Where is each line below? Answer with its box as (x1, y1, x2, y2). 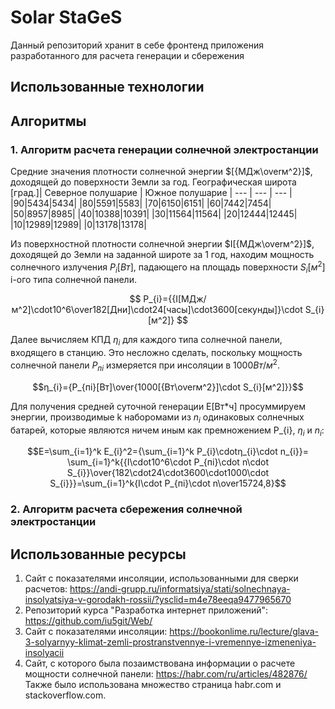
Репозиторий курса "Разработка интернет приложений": (24, 604, 269, 616)
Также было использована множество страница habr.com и (24, 679, 282, 691)
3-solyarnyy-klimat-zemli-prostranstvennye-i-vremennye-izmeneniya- (24, 636, 317, 648)
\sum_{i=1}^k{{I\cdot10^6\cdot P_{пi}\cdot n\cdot (66, 456, 270, 468)
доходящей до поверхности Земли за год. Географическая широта (10, 176, 297, 188)
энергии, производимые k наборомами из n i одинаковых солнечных (10, 411, 305, 425)
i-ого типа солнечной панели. (10, 274, 137, 286)
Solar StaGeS (10, 6, 123, 29)
